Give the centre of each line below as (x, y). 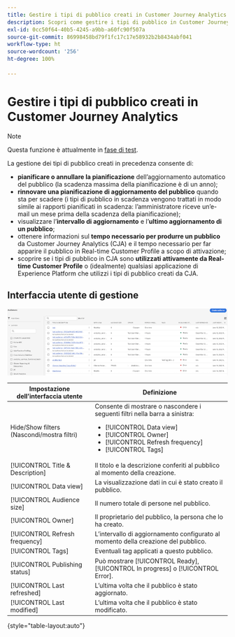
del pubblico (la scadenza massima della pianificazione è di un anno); (117, 184)
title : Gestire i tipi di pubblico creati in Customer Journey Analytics (117, 15)
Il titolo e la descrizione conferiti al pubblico (157, 466)
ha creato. (109, 524)
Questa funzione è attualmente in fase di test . (73, 150)
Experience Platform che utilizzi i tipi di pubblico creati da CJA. (108, 273)
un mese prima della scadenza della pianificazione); (106, 214)
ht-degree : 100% (31, 59)
